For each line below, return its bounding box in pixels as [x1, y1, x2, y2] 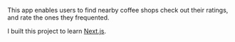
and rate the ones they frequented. [7, 13, 110, 22]
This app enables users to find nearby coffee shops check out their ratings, [7, 6, 229, 14]
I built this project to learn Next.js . [7, 27, 107, 35]
